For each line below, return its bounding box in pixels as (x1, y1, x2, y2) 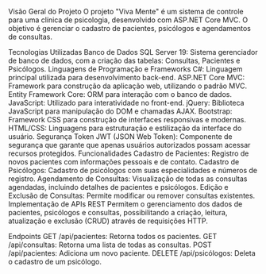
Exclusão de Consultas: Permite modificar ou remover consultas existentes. (8, 191, 256, 200)
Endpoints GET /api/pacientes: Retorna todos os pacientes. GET (8, 232, 218, 241)
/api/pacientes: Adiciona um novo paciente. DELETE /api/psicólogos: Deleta (8, 249, 256, 257)
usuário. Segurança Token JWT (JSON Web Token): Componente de (8, 132, 233, 141)
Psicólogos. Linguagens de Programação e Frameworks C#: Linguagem (8, 64, 243, 74)
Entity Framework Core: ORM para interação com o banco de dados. (8, 90, 233, 98)
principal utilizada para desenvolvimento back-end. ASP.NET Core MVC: (8, 73, 245, 82)
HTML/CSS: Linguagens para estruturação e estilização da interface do (8, 123, 242, 133)
